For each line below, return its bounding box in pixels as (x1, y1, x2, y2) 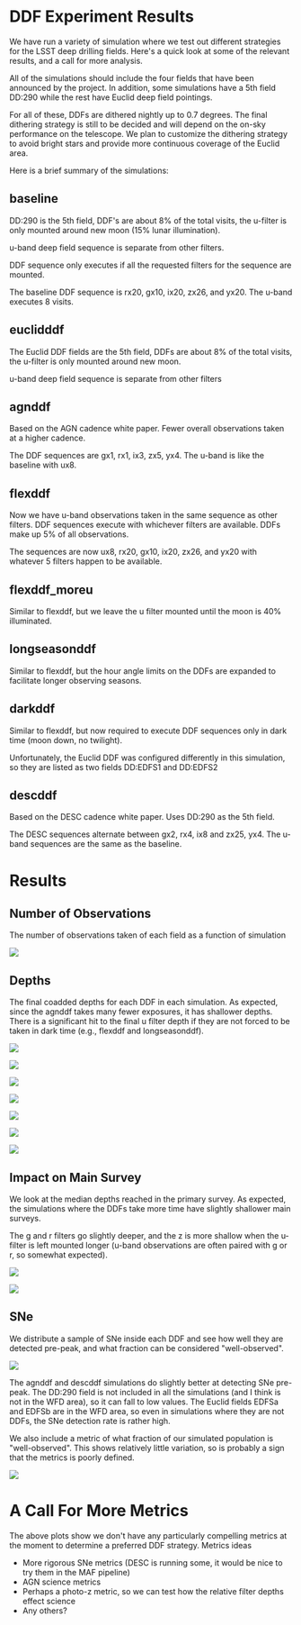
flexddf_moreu (9, 582, 93, 597)
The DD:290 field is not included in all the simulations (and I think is (31, 1386, 281, 1397)
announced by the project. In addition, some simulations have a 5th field (9, 82, 277, 93)
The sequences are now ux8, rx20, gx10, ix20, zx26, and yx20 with (9, 547, 258, 558)
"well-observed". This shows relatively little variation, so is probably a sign (9, 1442, 285, 1453)
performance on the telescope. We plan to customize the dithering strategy (9, 128, 288, 139)
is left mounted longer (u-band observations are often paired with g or (28, 1240, 288, 1251)
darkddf (9, 701, 56, 717)
